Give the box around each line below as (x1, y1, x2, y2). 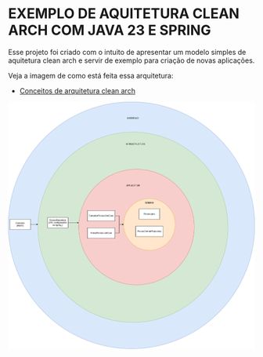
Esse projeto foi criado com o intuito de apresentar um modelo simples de (8, 47, 247, 56)
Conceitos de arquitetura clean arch (19, 86, 135, 95)
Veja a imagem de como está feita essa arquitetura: (8, 71, 174, 80)
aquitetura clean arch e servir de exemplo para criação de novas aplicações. (8, 56, 255, 65)
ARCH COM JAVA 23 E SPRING (8, 21, 211, 39)
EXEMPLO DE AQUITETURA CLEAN (8, 5, 240, 23)
